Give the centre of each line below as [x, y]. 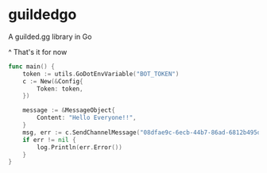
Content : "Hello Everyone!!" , [87, 118]
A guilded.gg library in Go [50, 37]
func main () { [32, 66]
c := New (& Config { [53, 81]
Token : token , [60, 89]
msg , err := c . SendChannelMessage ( [81, 133]
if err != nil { [50, 140]
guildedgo [43, 15]
